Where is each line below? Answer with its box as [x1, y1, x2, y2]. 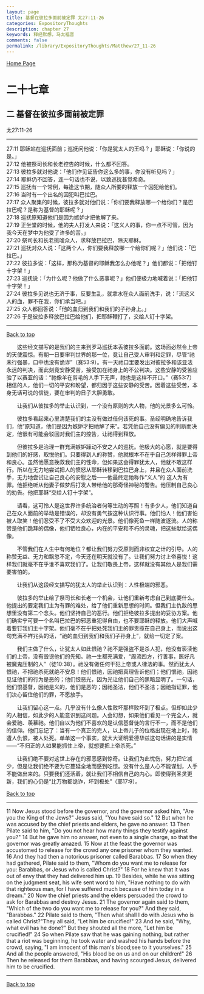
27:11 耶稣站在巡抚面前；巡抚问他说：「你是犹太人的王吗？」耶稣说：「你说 [6, 145, 190, 152]
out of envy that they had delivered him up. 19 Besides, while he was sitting [6, 872, 195, 879]
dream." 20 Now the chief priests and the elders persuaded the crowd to [6, 892, 188, 899]
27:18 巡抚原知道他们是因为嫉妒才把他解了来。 [6, 213, 123, 221]
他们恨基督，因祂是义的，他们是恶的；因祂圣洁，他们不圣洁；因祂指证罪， [6, 683, 192, 690]
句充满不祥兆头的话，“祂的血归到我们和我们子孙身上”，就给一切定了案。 [6, 632, 187, 639]
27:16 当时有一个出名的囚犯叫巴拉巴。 [6, 190, 101, 198]
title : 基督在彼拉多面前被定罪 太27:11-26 [6, 15, 104, 21]
